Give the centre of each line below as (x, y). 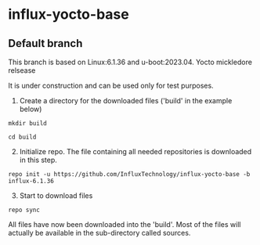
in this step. (38, 160)
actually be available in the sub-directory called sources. (99, 233)
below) (31, 109)
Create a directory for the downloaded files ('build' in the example (126, 101)
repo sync (24, 210)
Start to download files (56, 196)
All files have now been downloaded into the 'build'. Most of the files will (125, 224)
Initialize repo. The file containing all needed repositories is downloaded (135, 151)
